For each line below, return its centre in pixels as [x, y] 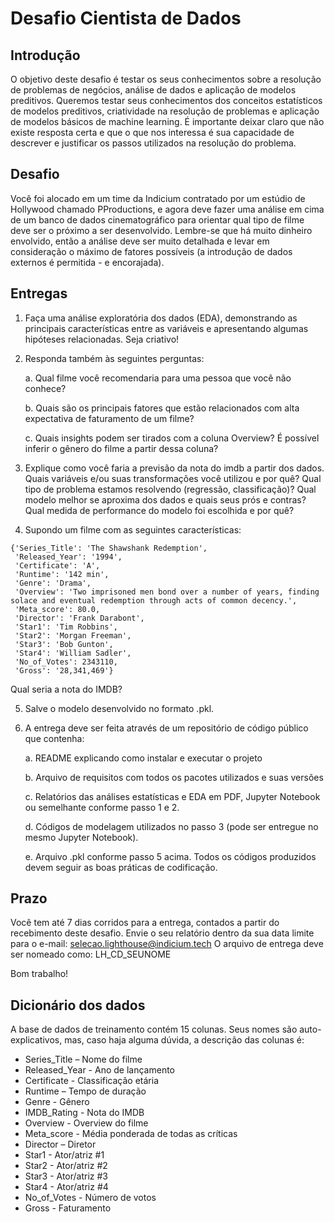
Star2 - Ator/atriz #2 [66, 1166]
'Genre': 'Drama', [53, 583]
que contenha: [54, 738]
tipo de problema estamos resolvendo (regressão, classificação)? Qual [170, 489]
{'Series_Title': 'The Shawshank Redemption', [109, 548]
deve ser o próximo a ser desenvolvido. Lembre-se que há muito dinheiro [161, 230]
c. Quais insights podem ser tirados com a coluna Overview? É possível [172, 438]
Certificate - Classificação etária [92, 1081]
